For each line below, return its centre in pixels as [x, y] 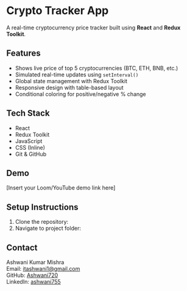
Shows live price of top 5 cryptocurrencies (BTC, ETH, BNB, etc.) [97, 68]
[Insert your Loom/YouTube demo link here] [61, 188]
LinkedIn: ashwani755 [34, 282]
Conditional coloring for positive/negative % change [80, 94]
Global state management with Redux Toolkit [71, 81]
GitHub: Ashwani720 [32, 275]
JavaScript [29, 141]
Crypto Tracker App [58, 11]
